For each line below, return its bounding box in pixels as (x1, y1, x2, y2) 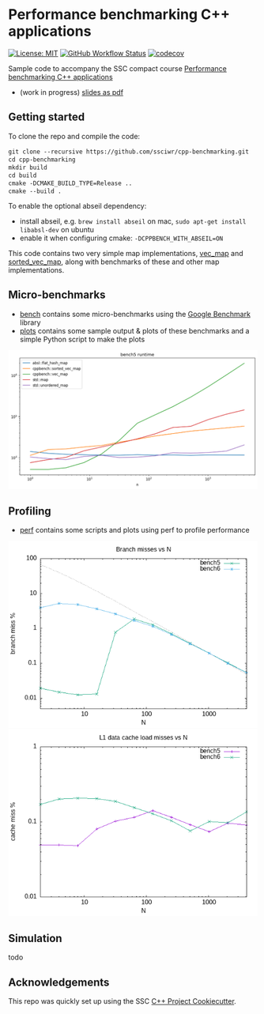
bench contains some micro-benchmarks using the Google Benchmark (19, 309, 251, 319)
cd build (8, 172, 37, 179)
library (19, 318, 41, 327)
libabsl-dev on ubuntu (19, 224, 95, 234)
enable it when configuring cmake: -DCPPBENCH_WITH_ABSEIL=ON (19, 233, 224, 243)
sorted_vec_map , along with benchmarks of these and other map (8, 257, 220, 266)
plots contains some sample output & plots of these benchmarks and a (19, 326, 250, 335)
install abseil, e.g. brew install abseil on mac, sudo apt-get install (19, 216, 247, 226)
